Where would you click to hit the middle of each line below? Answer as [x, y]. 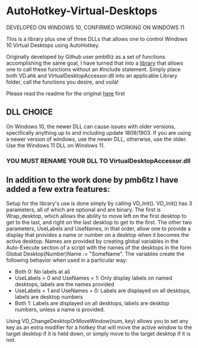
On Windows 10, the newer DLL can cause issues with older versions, [91, 126]
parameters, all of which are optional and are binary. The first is [84, 210]
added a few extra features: [58, 189]
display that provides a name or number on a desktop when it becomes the [98, 235]
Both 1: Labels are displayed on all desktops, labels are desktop [92, 303]
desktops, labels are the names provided [64, 284]
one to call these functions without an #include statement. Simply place [93, 69]
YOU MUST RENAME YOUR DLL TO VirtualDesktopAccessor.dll [98, 160]
